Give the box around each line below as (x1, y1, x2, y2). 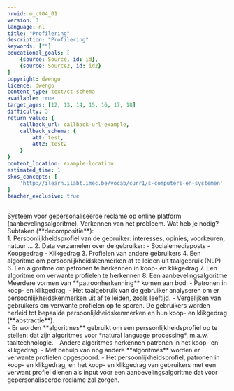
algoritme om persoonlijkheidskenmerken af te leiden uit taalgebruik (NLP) (7, 256, 221, 265)
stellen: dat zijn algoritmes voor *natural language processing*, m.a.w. (7, 331, 209, 340)
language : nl (7, 23, 45, 30)
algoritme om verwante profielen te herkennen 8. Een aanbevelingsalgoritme (7, 271, 228, 280)
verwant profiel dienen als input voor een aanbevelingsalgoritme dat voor (7, 369, 218, 377)
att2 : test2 (32, 141, 68, 148)
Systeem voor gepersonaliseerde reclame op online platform (7, 212, 182, 221)
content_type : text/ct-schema (7, 88, 96, 95)
